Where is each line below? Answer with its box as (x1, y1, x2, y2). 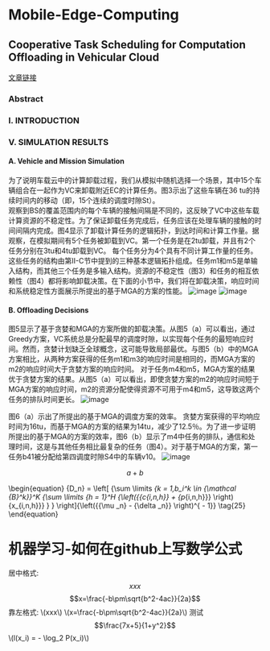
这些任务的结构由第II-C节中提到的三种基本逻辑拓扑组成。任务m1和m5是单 (8, 255, 252, 265)
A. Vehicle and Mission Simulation (8, 156, 125, 166)
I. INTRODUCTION (8, 114, 80, 126)
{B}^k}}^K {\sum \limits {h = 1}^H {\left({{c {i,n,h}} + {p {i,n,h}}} (8, 492, 211, 502)
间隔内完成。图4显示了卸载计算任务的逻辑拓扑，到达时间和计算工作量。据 (14, 226, 260, 235)
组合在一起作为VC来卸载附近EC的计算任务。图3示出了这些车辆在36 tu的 (14, 185, 253, 195)
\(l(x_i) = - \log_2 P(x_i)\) (8, 633, 90, 643)
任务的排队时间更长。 (8, 395, 79, 404)
